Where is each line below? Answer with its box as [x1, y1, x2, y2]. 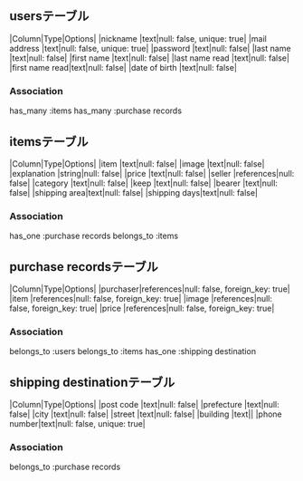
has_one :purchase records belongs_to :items [9, 230, 179, 242]
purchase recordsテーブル [9, 259, 158, 274]
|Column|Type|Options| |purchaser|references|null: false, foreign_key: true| [9, 284, 291, 294]
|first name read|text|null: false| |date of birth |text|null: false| [9, 62, 238, 72]
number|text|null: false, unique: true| [9, 418, 147, 429]
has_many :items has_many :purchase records [9, 105, 183, 116]
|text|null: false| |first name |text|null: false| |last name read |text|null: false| [9, 53, 289, 63]
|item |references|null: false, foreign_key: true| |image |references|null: [9, 293, 273, 304]
